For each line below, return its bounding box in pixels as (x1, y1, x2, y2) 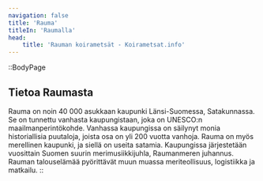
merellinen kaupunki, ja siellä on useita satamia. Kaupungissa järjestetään (8, 140, 247, 149)
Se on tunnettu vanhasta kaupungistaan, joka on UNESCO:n (8, 115, 203, 124)
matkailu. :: (8, 165, 44, 175)
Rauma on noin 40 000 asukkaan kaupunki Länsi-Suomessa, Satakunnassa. (8, 106, 255, 115)
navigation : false (8, 11, 69, 20)
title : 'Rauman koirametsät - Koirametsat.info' (22, 41, 186, 49)
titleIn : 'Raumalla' (8, 26, 77, 34)
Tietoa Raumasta (8, 85, 94, 99)
